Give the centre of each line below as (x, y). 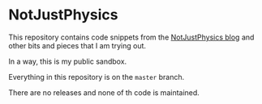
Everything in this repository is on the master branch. (97, 77)
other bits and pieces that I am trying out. (77, 45)
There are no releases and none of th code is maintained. (104, 92)
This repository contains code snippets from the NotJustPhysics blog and (131, 37)
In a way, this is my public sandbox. (68, 61)
